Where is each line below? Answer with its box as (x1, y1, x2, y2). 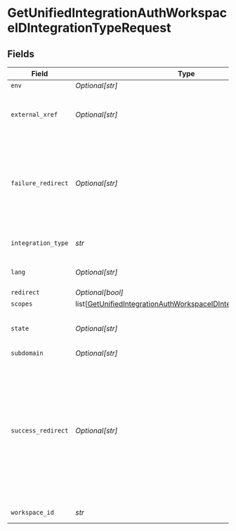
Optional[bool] (74, 287, 124, 297)
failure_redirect (11, 180, 69, 187)
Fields (7, 48, 35, 60)
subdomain (11, 349, 44, 357)
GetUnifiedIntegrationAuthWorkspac (7, 5, 228, 21)
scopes (11, 300, 33, 308)
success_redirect (11, 427, 69, 435)
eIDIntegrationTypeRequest (7, 20, 171, 36)
